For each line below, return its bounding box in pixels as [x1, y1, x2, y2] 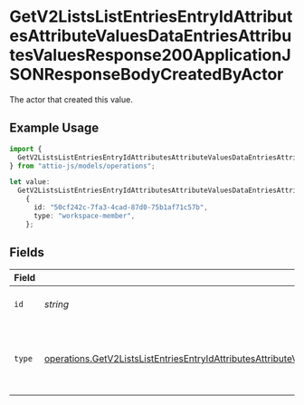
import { [9, 144, 43, 153]
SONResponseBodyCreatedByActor [9, 64, 284, 85]
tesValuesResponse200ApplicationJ [9, 45, 291, 65]
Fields [9, 245, 45, 260]
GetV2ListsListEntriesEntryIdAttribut [9, 6, 293, 27]
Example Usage [9, 121, 100, 136]
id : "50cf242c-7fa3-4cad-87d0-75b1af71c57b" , [33, 203, 208, 212]
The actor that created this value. [9, 93, 133, 105]
